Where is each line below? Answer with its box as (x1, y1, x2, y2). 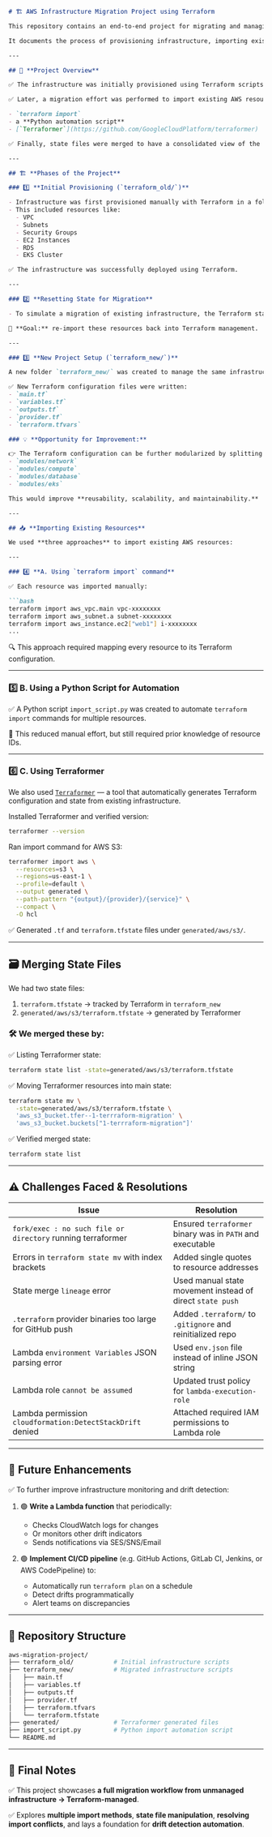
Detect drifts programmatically (32, 1590, 134, 1599)
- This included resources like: (8, 206, 121, 214)
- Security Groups (15, 228, 79, 237)
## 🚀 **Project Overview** (8, 66, 100, 75)
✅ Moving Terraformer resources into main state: (8, 1080, 172, 1090)
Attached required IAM (172, 1406, 259, 1418)
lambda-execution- (185, 1387, 257, 1396)
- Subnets (15, 221, 49, 229)
